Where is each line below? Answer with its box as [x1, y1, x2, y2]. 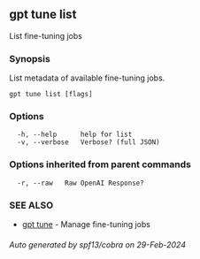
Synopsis [9, 52, 50, 65]
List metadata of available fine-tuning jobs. [9, 72, 165, 83]
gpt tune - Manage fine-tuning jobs [21, 219, 150, 229]
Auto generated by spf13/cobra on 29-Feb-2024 [9, 239, 186, 250]
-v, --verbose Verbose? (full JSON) [17, 138, 161, 147]
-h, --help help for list [17, 130, 133, 140]
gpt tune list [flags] [9, 90, 93, 99]
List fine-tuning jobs [9, 30, 82, 41]
